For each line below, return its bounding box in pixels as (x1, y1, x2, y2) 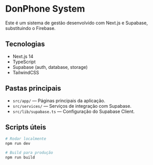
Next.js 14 (12, 53, 34, 59)
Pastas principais (5, 84, 61, 93)
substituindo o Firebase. (5, 25, 56, 31)
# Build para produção (5, 150, 53, 155)
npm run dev (5, 141, 30, 146)
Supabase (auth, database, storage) (12, 64, 88, 70)
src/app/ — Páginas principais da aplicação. (12, 97, 105, 104)
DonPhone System (5, 3, 85, 15)
